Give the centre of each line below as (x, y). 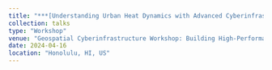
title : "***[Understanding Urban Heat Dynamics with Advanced (115, 16)
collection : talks (39, 23)
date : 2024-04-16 (38, 46)
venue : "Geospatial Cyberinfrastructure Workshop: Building (112, 38)
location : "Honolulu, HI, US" (59, 53)
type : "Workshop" (38, 31)
